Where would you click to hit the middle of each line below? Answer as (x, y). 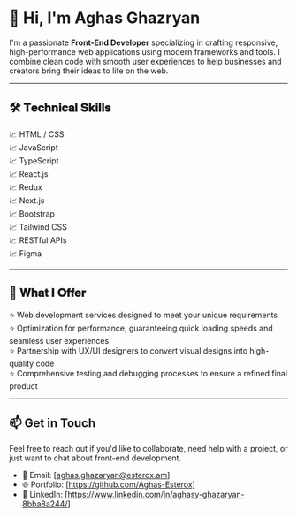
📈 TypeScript (34, 160)
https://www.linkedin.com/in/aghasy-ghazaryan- (156, 495)
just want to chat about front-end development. (95, 458)
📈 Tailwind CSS (38, 227)
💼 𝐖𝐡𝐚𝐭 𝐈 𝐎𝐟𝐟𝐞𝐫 (48, 293)
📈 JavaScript (34, 147)
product (23, 386)
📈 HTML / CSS (37, 134)
